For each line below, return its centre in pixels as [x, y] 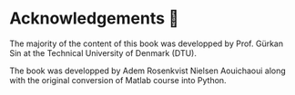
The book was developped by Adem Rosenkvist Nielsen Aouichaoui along [148, 71]
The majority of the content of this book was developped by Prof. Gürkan [147, 43]
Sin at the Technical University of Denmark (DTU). [103, 52]
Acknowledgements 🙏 [94, 19]
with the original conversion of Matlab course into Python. [118, 80]
